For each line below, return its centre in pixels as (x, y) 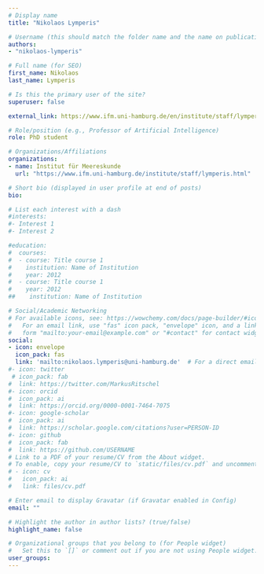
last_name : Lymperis (42, 80)
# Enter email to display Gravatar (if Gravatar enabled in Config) (123, 500)
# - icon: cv (29, 472)
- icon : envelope (37, 348)
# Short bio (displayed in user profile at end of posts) (105, 188)
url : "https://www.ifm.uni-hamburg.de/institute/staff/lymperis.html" (133, 174)
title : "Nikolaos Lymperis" (54, 23)
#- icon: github (35, 435)
